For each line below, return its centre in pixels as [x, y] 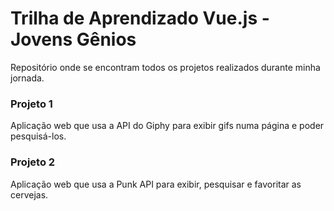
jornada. [27, 78]
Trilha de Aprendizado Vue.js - [140, 18]
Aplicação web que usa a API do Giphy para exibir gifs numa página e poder [167, 126]
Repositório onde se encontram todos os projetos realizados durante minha [165, 67]
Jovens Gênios [73, 39]
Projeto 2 [33, 162]
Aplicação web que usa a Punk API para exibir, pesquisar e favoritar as [156, 184]
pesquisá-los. [38, 136]
